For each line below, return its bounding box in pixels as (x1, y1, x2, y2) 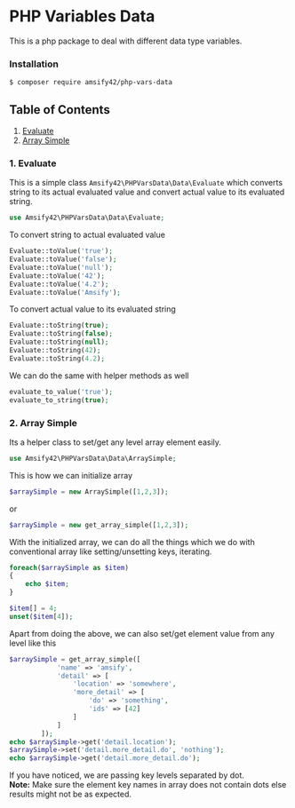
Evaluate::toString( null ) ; (9, 337, 109, 347)
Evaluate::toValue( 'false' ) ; (9, 255, 117, 264)
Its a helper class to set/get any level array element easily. (9, 437, 222, 448)
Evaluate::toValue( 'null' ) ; (9, 263, 114, 272)
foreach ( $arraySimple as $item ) (9, 563, 129, 572)
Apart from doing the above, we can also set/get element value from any (9, 628, 275, 638)
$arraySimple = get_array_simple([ (9, 654, 141, 663)
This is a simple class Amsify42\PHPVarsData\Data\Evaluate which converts (9, 178, 283, 188)
